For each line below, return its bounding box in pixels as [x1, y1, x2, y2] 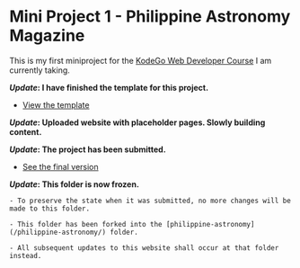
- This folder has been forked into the [9, 219, 163, 228]
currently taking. [9, 65, 70, 76]
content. [9, 126, 42, 137]
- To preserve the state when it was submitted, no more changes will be [9, 196, 292, 205]
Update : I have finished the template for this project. [9, 82, 209, 93]
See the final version [22, 161, 99, 172]
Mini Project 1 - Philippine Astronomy [9, 6, 291, 27]
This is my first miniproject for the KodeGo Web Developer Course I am [9, 55, 272, 66]
